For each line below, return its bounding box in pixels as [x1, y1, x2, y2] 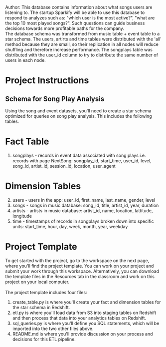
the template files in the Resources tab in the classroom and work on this [5, 273, 155, 279]
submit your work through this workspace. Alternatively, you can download [5, 268, 160, 274]
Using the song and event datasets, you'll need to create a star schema [5, 108, 152, 114]
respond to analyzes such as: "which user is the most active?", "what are [5, 15, 155, 20]
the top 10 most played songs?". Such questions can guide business [5, 20, 145, 26]
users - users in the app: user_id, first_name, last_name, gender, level [12, 197, 156, 203]
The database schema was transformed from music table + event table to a [5, 31, 160, 36]
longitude [12, 213, 32, 219]
